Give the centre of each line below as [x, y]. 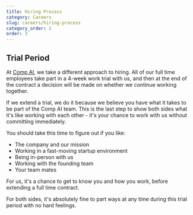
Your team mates [36, 169]
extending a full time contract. [43, 187]
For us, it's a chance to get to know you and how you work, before [87, 181]
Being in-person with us [44, 157]
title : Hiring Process [34, 12]
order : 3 [17, 34]
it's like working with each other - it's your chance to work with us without [96, 115]
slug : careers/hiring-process [44, 23]
